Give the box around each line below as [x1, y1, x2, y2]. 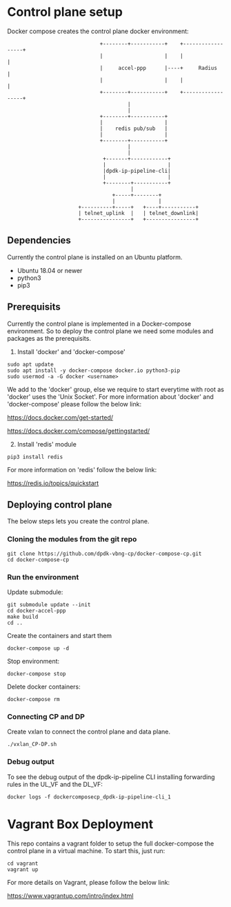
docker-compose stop [7, 670, 67, 677]
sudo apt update [7, 361, 54, 368]
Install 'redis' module [17, 440, 77, 448]
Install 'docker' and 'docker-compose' [17, 347, 125, 356]
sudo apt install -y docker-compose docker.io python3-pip [7, 367, 181, 374]
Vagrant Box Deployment [7, 816, 154, 832]
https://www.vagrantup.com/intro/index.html [7, 891, 134, 899]
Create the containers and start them [7, 631, 112, 639]
